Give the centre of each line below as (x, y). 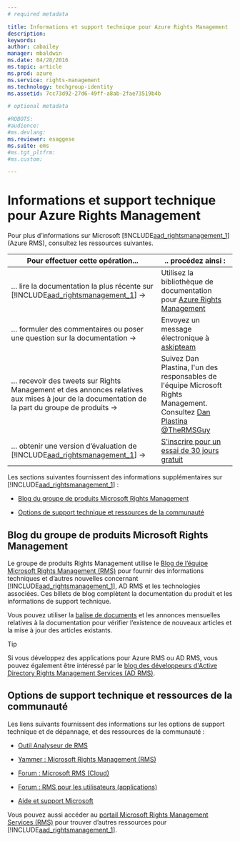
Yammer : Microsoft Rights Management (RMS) (87, 759)
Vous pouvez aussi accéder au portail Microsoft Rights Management (108, 815)
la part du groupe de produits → (64, 408)
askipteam (179, 347)
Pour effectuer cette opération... (82, 261)
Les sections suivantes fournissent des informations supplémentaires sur (115, 477)
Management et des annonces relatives (77, 390)
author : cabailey (33, 47)
